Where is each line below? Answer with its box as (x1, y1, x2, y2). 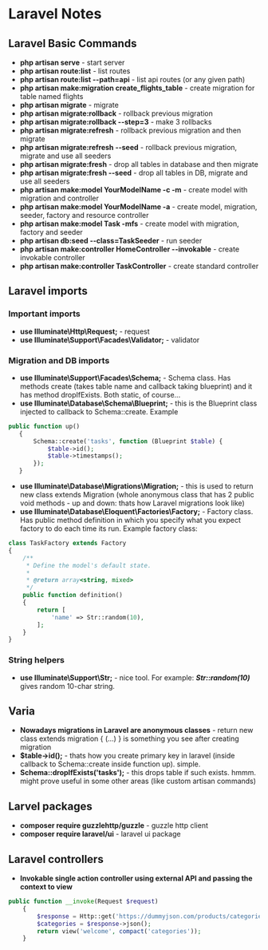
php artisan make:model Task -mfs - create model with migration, (19, 219, 239, 228)
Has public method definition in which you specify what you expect (19, 516, 242, 525)
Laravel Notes (8, 5, 102, 23)
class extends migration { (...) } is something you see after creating (19, 734, 239, 743)
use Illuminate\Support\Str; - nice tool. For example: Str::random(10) (19, 672, 250, 683)
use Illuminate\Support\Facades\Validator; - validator (19, 334, 200, 344)
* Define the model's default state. (26, 561, 152, 569)
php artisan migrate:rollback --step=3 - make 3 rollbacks (19, 117, 212, 126)
